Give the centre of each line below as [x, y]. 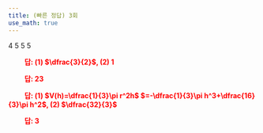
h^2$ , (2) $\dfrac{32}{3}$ [73, 104]
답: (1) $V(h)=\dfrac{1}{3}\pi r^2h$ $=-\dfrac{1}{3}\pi [113, 95]
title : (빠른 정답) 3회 [43, 15]
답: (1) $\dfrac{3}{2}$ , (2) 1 [69, 62]
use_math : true [33, 23]
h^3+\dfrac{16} [229, 95]
